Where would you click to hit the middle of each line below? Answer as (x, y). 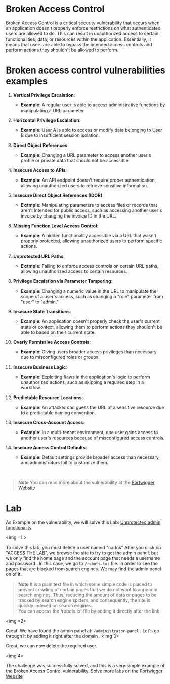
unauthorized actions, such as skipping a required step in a (82, 382)
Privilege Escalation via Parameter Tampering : (63, 281)
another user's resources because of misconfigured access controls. (93, 438)
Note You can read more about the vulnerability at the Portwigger (86, 482)
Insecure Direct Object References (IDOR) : (58, 195)
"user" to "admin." (39, 302)
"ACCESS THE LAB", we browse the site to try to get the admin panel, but (82, 553)
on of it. (14, 574)
